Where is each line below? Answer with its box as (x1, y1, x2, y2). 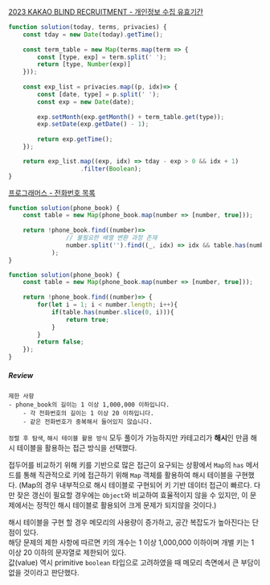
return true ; (65, 315, 110, 323)
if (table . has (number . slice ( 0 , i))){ (51, 308, 174, 316)
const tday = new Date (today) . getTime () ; (22, 31, 163, 39)
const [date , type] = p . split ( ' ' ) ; (37, 90, 160, 98)
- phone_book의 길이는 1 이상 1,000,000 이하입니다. (8, 401, 170, 409)
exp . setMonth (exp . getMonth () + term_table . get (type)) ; (37, 113, 225, 121)
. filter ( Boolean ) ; (80, 164, 142, 173)
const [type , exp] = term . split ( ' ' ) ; (37, 53, 167, 61)
